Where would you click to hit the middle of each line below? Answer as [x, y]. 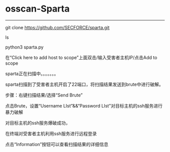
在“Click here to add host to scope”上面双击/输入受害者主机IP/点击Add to [81, 57]
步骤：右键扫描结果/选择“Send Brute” [44, 95]
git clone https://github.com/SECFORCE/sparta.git [57, 27]
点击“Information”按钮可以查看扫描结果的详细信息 [57, 144]
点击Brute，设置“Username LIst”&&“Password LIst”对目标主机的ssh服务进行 [84, 106]
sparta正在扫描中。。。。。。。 [32, 73]
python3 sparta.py [25, 47]
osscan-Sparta [37, 9]
